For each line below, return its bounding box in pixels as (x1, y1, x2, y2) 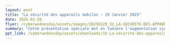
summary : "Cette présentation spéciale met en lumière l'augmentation (5, 26, 157, 31)
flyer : (5, 21, 19, 27)
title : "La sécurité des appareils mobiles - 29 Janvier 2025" (5, 12, 142, 17)
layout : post (5, 7, 33, 13)
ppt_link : (5, 31, 26, 36)
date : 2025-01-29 (5, 17, 42, 22)
